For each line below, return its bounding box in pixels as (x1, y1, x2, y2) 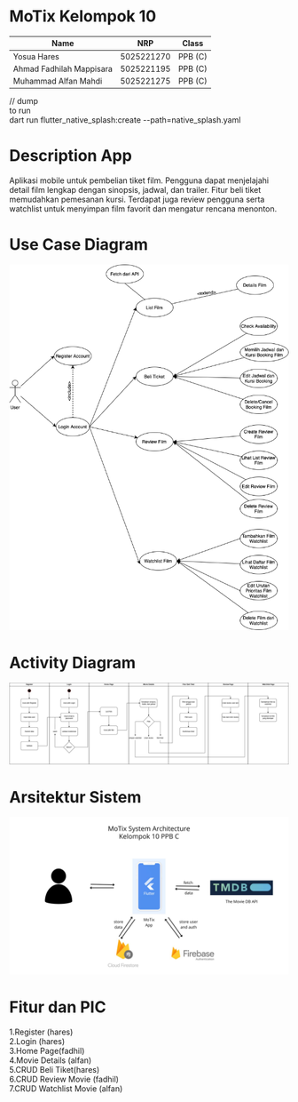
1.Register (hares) (9, 1026, 74, 1037)
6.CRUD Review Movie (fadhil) (9, 1074, 120, 1084)
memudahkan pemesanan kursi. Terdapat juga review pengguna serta (9, 194, 265, 204)
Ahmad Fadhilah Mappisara (12, 63, 114, 74)
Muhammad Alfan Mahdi (12, 76, 103, 86)
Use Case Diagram (9, 234, 149, 254)
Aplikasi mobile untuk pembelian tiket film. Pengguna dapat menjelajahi (9, 175, 269, 186)
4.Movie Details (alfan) (9, 1055, 92, 1066)
